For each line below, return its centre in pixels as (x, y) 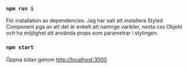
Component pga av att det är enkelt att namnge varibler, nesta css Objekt (94, 27)
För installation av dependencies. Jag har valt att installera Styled (85, 20)
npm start (20, 47)
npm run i (20, 8)
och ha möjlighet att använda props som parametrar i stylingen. (82, 33)
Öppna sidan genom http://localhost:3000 (57, 59)
